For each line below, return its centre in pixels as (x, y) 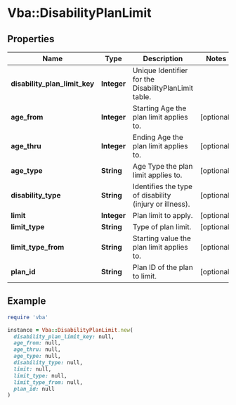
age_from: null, (37, 343)
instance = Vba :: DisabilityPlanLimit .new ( (70, 330)
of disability (152, 195)
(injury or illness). (161, 204)
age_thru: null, (37, 349)
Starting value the (162, 238)
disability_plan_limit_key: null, (64, 336)
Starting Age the (159, 108)
